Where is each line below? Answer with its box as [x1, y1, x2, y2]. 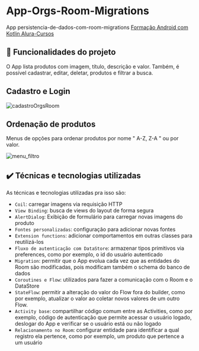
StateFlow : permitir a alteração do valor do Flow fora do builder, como [14, 289, 185, 296]
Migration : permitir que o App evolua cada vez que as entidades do [14, 257, 180, 265]
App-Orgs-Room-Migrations [6, 4, 149, 18]
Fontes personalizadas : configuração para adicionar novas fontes [14, 226, 176, 233]
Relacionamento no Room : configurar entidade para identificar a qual [14, 327, 179, 334]
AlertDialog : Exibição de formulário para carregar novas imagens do [14, 213, 183, 220]
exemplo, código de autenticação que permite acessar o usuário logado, [14, 314, 192, 321]
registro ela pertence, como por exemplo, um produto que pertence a [14, 333, 185, 340]
